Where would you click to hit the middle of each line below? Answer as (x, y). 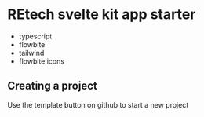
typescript (35, 36)
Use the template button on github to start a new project (98, 104)
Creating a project (52, 86)
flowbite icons (41, 61)
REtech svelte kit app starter (102, 15)
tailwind (31, 53)
